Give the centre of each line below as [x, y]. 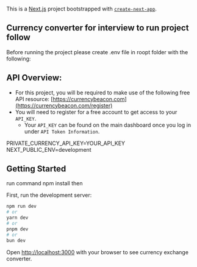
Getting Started [36, 169]
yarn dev [17, 218]
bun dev [16, 240]
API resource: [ [34, 99]
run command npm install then [45, 183]
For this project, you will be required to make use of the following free [102, 92]
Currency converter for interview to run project [98, 28]
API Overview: [34, 78]
